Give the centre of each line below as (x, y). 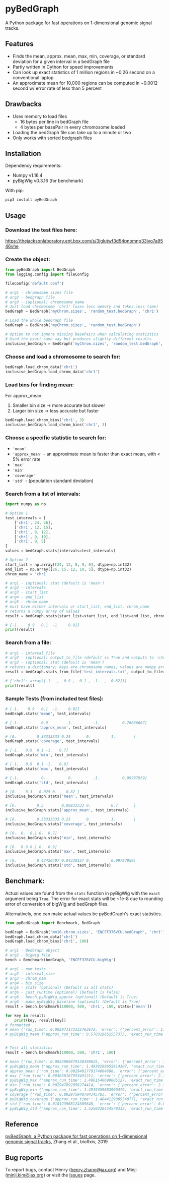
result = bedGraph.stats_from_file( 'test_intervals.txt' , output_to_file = (85, 672)
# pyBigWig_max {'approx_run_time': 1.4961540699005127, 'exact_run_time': (86, 1080)
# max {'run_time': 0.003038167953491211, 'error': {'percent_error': (81, 1076)
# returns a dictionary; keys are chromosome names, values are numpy (81, 667)
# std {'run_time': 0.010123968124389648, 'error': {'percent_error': (81, 1104)
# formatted (18, 1025)
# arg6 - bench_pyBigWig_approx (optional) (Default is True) (72, 997)
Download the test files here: (41, 230)
